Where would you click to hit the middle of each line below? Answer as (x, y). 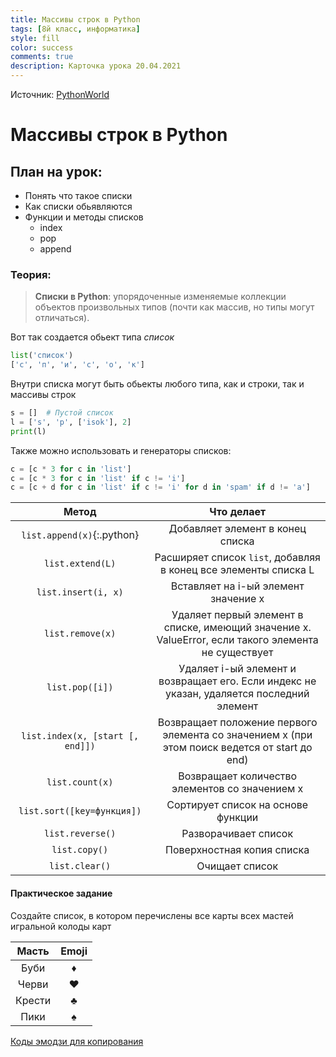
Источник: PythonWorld (60, 94)
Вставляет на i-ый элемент (237, 586)
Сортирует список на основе (237, 805)
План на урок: (56, 171)
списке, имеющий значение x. (237, 628)
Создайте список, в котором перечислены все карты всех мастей (152, 915)
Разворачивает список (237, 834)
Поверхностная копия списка (237, 850)
